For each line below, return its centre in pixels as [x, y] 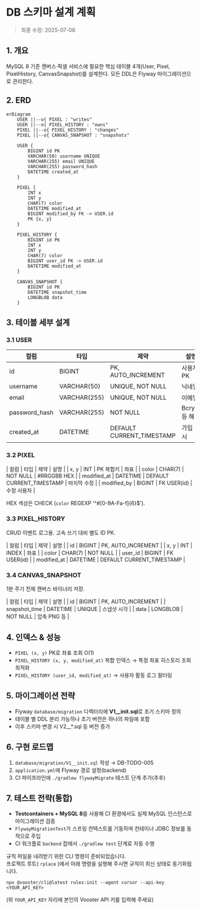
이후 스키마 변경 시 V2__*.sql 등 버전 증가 [63, 726]
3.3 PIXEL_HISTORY [36, 519]
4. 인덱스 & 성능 [33, 637]
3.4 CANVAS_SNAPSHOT [44, 575]
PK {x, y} [40, 219]
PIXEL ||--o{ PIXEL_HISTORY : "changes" [68, 130]
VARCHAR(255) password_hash [63, 166]
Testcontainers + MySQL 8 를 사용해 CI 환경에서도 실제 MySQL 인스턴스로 [103, 814]
